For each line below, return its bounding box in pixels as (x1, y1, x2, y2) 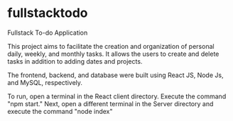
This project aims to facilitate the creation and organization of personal (7, 42, 215, 50)
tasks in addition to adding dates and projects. (7, 57, 143, 65)
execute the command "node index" (7, 107, 113, 115)
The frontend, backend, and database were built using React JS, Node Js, (7, 71, 224, 79)
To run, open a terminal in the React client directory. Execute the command (7, 92, 227, 100)
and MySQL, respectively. (7, 78, 83, 86)
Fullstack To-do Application (7, 28, 88, 37)
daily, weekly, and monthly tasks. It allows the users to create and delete (7, 50, 220, 58)
